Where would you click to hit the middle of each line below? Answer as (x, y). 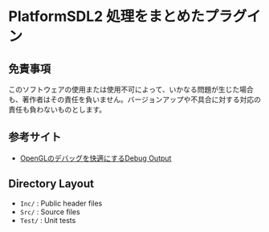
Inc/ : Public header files (61, 203)
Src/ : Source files (50, 212)
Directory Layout (51, 184)
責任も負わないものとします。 (57, 110)
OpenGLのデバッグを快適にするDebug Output (96, 158)
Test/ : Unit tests (48, 220)
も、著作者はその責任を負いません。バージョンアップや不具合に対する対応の (134, 100)
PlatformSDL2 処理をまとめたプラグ (128, 16)
